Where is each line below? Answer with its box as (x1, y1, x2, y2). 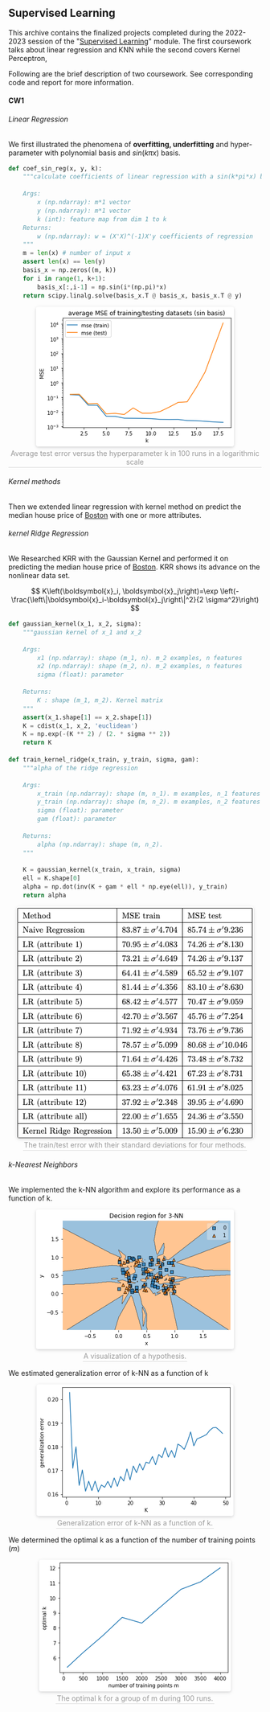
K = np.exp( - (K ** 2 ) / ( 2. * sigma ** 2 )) (22, 730, 171, 738)
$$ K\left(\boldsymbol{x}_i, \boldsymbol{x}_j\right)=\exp (31, 586, 219, 596)
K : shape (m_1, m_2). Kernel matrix (37, 696, 163, 704)
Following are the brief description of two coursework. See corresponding (8, 68, 253, 79)
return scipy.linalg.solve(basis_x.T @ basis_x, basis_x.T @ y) (22, 291, 243, 300)
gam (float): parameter (37, 815, 117, 823)
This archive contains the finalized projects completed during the (8, 27, 223, 37)
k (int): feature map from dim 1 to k (37, 215, 167, 224)
